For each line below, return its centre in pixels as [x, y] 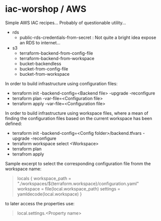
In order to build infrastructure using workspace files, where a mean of [77, 113]
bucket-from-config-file [44, 69]
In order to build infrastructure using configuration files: [61, 83]
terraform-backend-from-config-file [56, 53]
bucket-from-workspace [45, 74]
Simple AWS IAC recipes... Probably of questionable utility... [66, 23]
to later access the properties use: [40, 203]
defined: [14, 124]
